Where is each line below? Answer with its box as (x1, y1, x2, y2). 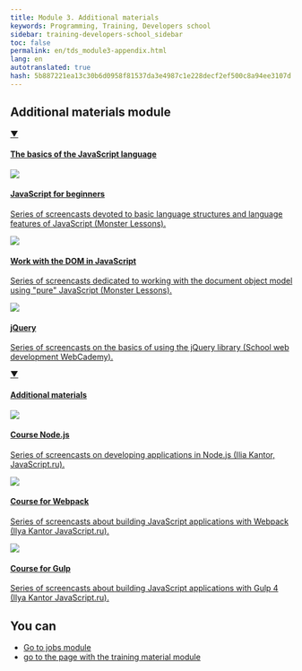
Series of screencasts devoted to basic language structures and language (10, 208, 283, 219)
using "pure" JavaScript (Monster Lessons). (10, 285, 173, 296)
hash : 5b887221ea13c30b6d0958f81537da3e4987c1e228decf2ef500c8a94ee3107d (10, 72, 292, 81)
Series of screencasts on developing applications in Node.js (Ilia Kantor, (10, 449, 276, 460)
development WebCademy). (10, 351, 114, 363)
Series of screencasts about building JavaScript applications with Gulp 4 (10, 583, 279, 594)
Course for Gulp (10, 563, 71, 573)
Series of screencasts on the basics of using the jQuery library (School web (10, 342, 289, 353)
